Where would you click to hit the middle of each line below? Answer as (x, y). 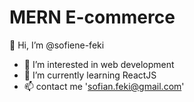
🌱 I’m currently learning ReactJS (90, 75)
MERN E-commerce (92, 17)
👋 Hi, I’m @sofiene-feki (57, 45)
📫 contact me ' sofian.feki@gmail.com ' (104, 86)
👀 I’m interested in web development (99, 64)
